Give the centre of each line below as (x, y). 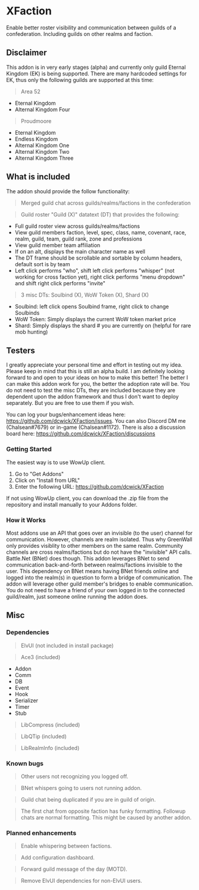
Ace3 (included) (41, 657)
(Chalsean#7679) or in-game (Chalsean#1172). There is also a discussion (96, 427)
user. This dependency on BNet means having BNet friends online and (92, 571)
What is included (38, 177)
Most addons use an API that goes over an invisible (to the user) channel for (99, 533)
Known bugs (25, 763)
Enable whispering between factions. (66, 846)
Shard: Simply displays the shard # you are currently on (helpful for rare (103, 325)
